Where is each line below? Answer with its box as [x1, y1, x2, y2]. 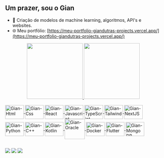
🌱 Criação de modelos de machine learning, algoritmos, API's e [12, 17, 142, 23]
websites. [12, 22, 32, 28]
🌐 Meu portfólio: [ [12, 27, 49, 34]
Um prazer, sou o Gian [5, 4, 75, 12]
